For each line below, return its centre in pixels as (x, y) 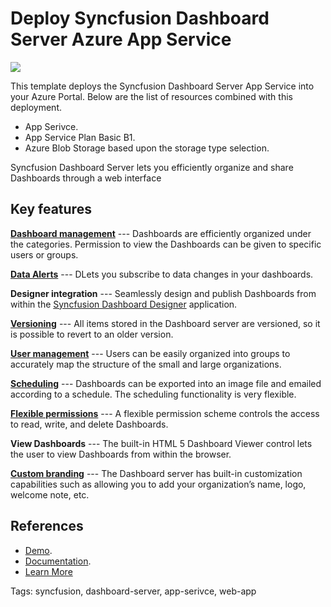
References (47, 526)
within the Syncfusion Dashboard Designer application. (124, 304)
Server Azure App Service (121, 39)
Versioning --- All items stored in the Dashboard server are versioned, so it (165, 323)
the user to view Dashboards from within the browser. (121, 454)
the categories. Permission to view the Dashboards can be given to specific (166, 244)
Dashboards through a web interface (86, 178)
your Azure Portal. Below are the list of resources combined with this (151, 96)
